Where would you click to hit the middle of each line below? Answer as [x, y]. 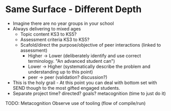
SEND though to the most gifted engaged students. [66, 88]
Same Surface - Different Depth [74, 9]
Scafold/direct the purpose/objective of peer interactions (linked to [91, 45]
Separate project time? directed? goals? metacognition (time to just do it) [89, 93]
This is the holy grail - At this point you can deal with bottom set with [85, 83]
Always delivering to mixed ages [47, 28]
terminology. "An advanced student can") [71, 61]
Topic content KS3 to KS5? [48, 34]
